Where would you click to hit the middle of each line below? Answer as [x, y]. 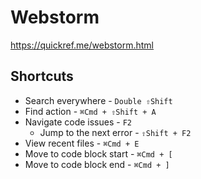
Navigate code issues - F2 [78, 122]
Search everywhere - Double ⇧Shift [98, 100]
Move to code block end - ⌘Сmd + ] [97, 164]
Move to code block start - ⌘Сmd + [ [98, 153]
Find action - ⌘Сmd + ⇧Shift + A [90, 111]
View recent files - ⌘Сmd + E [82, 143]
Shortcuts [42, 76]
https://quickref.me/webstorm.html [82, 45]
